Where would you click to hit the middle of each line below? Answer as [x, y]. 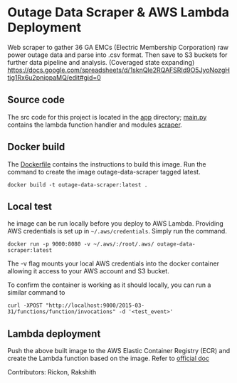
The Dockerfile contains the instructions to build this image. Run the [107, 164]
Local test [30, 206]
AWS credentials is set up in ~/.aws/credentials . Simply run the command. [117, 231]
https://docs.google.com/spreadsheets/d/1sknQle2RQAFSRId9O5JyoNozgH [118, 70]
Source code [36, 100]
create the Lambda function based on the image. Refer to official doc [109, 358]
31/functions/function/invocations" [62, 312]
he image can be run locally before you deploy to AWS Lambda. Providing [116, 224]
